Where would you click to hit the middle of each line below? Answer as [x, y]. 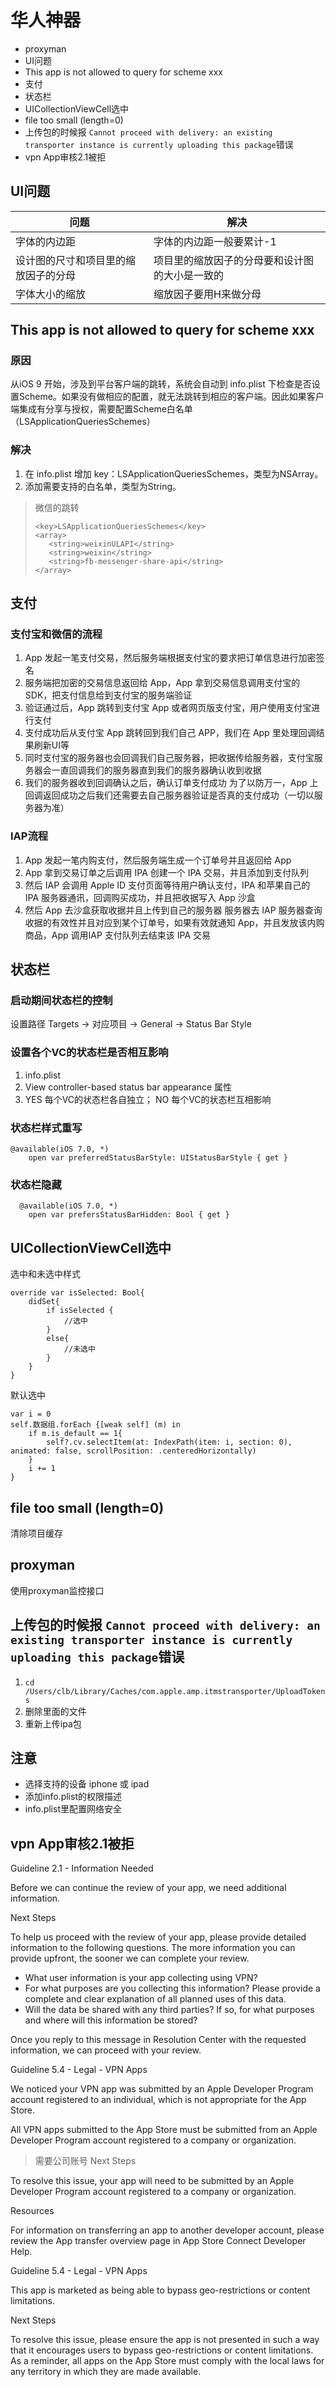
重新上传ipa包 [53, 1723]
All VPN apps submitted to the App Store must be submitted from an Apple [164, 2130]
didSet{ [44, 1302]
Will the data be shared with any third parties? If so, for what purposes [169, 2010]
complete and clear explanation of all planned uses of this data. [155, 1999]
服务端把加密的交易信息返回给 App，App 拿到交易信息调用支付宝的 [162, 683]
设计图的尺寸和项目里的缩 [76, 260]
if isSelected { [80, 1311]
